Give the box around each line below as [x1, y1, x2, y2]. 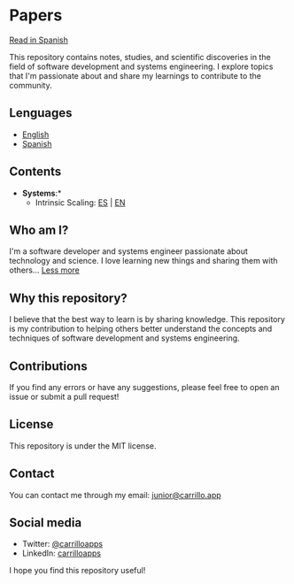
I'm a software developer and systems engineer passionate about [9, 246, 248, 257]
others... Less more [9, 265, 80, 275]
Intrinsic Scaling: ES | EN [35, 196, 126, 208]
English [21, 129, 50, 140]
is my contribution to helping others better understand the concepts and [9, 324, 273, 334]
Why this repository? [9, 290, 128, 305]
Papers [9, 5, 63, 26]
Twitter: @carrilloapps [21, 539, 104, 549]
